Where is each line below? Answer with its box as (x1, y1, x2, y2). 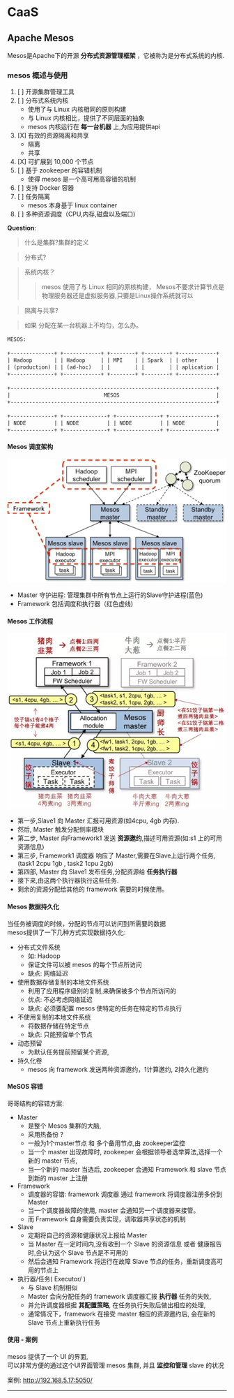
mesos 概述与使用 (7, 71, 68, 80)
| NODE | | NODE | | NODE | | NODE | (7, 420, 219, 427)
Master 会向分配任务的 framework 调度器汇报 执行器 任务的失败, (27, 1292, 212, 1300)
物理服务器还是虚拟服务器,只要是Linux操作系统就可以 (41, 291, 194, 300)
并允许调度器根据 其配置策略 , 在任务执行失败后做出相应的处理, (27, 1300, 206, 1309)
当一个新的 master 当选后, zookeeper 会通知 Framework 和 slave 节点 (27, 1165, 226, 1173)
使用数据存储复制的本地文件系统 (17, 978, 109, 986)
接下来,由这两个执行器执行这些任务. (17, 876, 119, 885)
